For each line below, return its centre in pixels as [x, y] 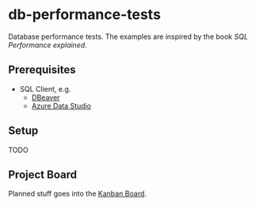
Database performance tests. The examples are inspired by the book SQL [128, 36]
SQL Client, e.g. [45, 89]
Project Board [43, 175]
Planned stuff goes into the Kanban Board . [77, 194]
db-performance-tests [84, 15]
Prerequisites [42, 70]
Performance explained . [48, 44]
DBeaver [46, 97]
